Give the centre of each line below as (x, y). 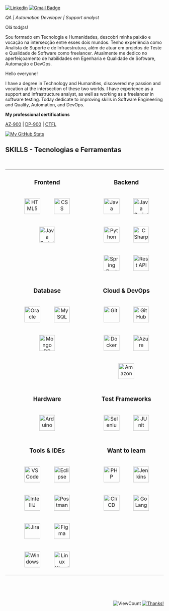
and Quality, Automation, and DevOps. (45, 105)
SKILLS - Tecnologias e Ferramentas (63, 150)
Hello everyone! (22, 74)
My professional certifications (37, 114)
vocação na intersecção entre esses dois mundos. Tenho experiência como (83, 42)
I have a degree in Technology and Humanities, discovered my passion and (83, 83)
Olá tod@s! (17, 27)
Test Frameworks (126, 399)
